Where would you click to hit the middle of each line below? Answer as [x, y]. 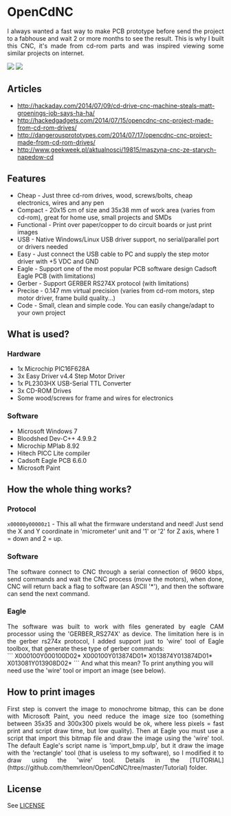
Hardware [24, 354]
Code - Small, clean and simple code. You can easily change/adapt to [115, 305]
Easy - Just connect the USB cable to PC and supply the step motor [113, 254]
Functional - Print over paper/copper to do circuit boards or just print [114, 224]
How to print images [51, 692]
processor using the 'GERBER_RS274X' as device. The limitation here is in [115, 634]
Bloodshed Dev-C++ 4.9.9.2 [57, 438]
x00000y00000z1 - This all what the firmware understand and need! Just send [115, 524]
